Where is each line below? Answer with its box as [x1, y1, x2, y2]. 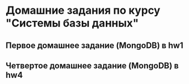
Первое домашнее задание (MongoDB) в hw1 [5, 40, 184, 50]
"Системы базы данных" [5, 16, 139, 30]
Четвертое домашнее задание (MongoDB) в [5, 61, 179, 71]
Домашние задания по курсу [5, 4, 161, 17]
